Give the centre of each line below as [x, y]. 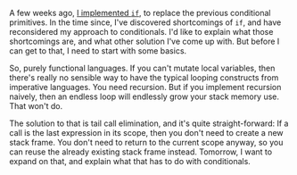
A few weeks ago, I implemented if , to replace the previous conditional [140, 13]
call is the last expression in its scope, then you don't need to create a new [146, 133]
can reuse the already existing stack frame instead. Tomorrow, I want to [141, 152]
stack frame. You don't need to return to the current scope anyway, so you [146, 142]
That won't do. [36, 106]
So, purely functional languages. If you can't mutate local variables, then [142, 68]
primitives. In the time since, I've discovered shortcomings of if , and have [145, 22]
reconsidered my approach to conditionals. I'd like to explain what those [141, 32]
